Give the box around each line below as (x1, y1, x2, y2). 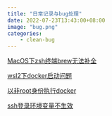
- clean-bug (20, 37, 55, 44)
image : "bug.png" (7, 23, 58, 30)
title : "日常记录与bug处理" (7, 10, 82, 18)
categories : (7, 30, 42, 37)
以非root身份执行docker (7, 86, 77, 95)
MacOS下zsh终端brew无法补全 (7, 57, 97, 65)
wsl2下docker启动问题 (7, 72, 73, 80)
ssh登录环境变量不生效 (7, 101, 74, 110)
